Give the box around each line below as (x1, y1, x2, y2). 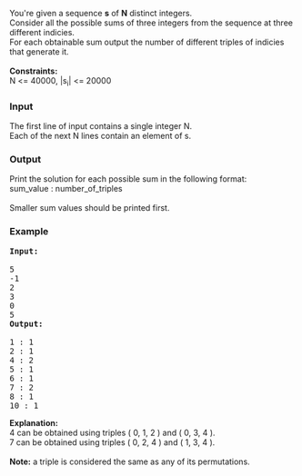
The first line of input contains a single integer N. (9, 121, 193, 132)
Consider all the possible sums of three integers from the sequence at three (9, 17, 294, 28)
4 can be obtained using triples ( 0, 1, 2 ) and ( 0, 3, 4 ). (9, 427, 216, 438)
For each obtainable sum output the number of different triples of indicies (9, 36, 285, 47)
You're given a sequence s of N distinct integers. (9, 8, 193, 18)
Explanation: (9, 417, 59, 428)
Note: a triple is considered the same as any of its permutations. (9, 456, 250, 467)
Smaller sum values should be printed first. (9, 203, 170, 213)
